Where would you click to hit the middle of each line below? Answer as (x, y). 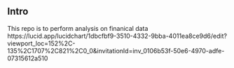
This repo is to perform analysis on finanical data (78, 28)
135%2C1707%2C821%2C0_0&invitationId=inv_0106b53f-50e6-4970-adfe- (116, 50)
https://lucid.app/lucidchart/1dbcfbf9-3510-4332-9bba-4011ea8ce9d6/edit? (117, 36)
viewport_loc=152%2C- (41, 43)
